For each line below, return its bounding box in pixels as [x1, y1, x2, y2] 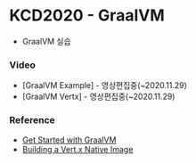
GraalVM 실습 [21, 36, 71, 46]
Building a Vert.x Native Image [21, 143, 134, 154]
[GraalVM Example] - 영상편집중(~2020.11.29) [21, 80, 187, 91]
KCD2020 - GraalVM [9, 5, 165, 26]
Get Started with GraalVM [21, 134, 117, 145]
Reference [9, 114, 55, 126]
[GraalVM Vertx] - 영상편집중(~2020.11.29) [21, 91, 176, 102]
